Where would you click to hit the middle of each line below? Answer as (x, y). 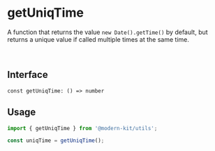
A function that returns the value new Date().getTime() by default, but (107, 32)
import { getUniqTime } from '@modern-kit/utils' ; (82, 128)
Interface (28, 75)
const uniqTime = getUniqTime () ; (56, 141)
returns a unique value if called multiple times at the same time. (98, 39)
